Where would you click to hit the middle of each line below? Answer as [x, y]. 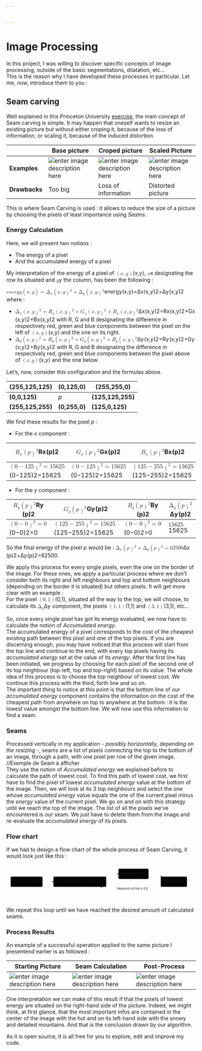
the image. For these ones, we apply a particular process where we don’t [96, 574]
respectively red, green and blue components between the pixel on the [103, 326]
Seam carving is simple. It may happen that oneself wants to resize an [93, 123]
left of [22, 332]
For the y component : [42, 490]
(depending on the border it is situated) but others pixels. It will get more [96, 587]
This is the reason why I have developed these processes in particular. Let [98, 76]
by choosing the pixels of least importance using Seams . [77, 214]
